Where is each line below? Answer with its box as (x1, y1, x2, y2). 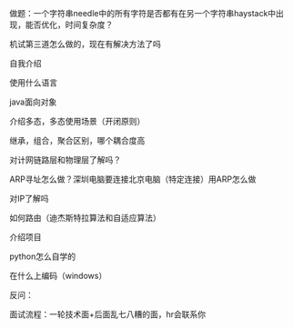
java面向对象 (9, 96, 57, 107)
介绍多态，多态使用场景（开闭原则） (9, 116, 146, 126)
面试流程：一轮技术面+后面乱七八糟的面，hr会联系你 (9, 309, 207, 320)
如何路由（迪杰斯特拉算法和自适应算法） (9, 213, 161, 223)
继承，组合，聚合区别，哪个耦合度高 (9, 135, 146, 145)
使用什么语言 (9, 77, 57, 88)
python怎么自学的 (9, 251, 76, 262)
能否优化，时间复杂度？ (25, 19, 114, 30)
